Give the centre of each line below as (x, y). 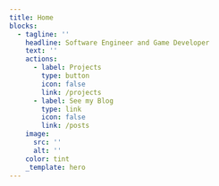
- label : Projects (67, 68)
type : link (62, 109)
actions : (42, 59)
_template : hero (56, 167)
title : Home (31, 17)
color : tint (47, 159)
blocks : (24, 26)
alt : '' (47, 150)
